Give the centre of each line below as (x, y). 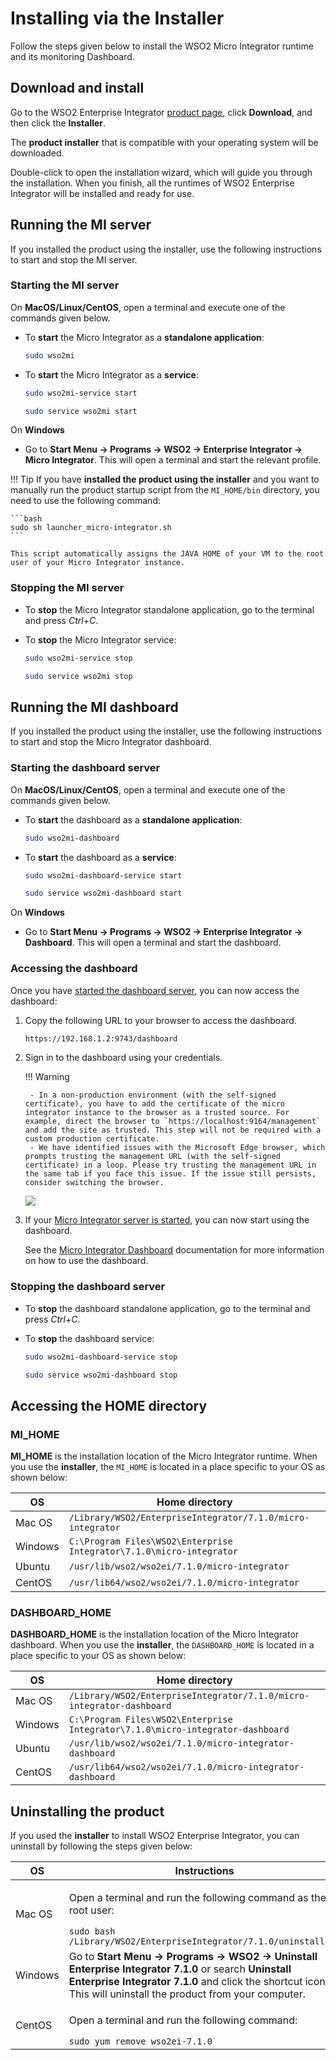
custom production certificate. (92, 1139)
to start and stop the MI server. (74, 259)
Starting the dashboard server (85, 768)
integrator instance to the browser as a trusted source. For (157, 1113)
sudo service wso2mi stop (78, 676)
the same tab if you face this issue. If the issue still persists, (170, 1174)
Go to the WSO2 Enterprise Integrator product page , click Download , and (161, 112)
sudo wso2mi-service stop (78, 658)
